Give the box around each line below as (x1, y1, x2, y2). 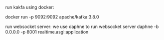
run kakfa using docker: (5, 4, 54, 10)
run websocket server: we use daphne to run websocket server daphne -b (5, 23, 159, 29)
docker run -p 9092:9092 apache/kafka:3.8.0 (5, 14, 99, 19)
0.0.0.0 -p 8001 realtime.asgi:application (5, 29, 89, 34)
